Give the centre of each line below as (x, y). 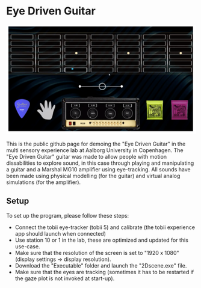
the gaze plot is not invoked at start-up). (65, 278)
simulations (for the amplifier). (44, 182)
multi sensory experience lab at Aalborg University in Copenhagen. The (95, 150)
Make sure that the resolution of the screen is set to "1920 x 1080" (97, 253)
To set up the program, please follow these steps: (68, 215)
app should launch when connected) (60, 233)
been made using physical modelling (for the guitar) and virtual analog (93, 176)
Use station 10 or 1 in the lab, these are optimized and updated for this (101, 240)
